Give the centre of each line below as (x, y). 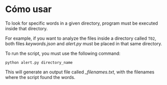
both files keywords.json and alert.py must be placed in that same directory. (84, 43)
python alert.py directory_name (39, 62)
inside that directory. (27, 28)
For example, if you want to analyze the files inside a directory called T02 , (81, 38)
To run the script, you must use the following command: (63, 53)
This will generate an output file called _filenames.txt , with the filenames (80, 72)
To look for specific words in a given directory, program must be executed (81, 23)
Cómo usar (29, 9)
